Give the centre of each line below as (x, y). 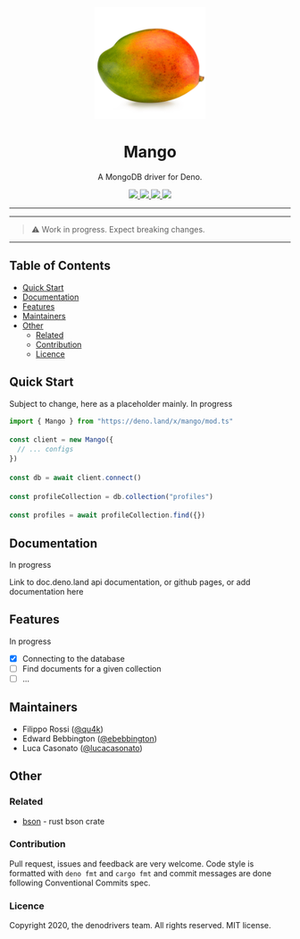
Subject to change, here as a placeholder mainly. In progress (121, 403)
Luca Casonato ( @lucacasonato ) (82, 748)
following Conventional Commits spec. (80, 883)
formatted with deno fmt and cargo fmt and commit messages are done (141, 873)
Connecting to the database (73, 658)
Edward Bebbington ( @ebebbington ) (90, 738)
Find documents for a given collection (92, 668)
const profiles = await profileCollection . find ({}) (107, 516)
